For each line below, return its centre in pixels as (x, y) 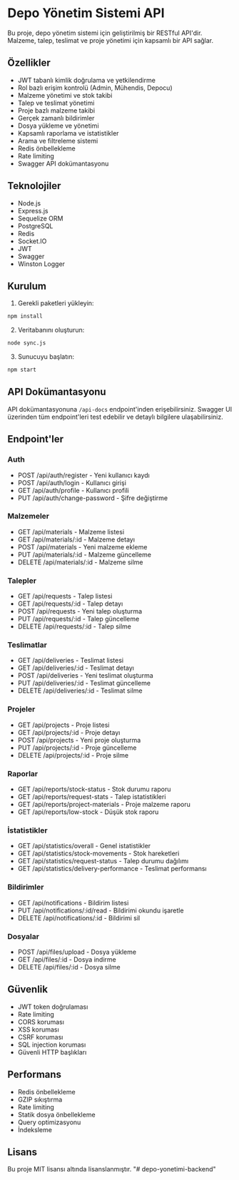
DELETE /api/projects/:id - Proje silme (73, 755)
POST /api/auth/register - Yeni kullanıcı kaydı (83, 475)
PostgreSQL (35, 225)
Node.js (29, 203)
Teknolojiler (34, 186)
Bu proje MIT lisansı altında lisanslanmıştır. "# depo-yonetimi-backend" (112, 1169)
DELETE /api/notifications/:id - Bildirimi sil (79, 917)
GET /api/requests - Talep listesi (65, 596)
